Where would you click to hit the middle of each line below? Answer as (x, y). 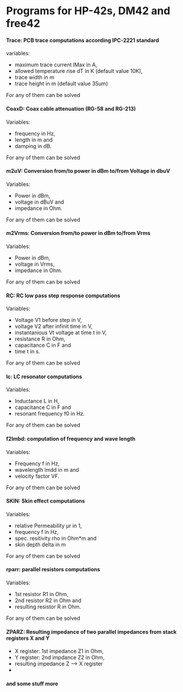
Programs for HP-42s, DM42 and (88, 11)
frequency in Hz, (35, 133)
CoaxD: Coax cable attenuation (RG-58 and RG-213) (71, 108)
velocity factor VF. (37, 476)
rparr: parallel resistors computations (53, 569)
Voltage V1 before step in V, (48, 320)
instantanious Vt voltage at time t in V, (61, 333)
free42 (23, 23)
